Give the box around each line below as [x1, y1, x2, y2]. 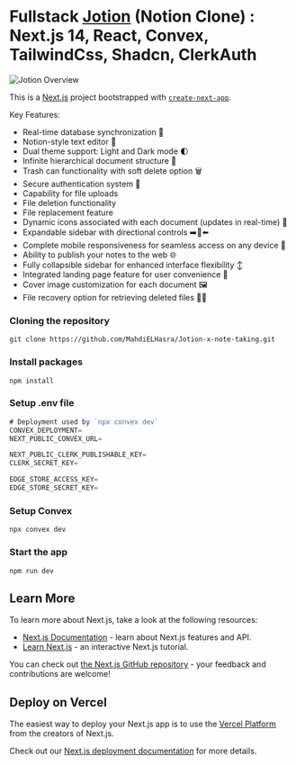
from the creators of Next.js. [9, 728, 114, 739]
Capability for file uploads [22, 187, 119, 199]
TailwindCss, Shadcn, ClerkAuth [9, 45, 257, 65]
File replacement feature [22, 207, 114, 218]
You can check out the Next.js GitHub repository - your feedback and [9, 659, 267, 670]
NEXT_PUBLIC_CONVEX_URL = [9, 434, 103, 443]
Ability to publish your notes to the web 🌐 [22, 249, 177, 260]
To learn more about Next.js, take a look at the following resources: [9, 615, 258, 625]
